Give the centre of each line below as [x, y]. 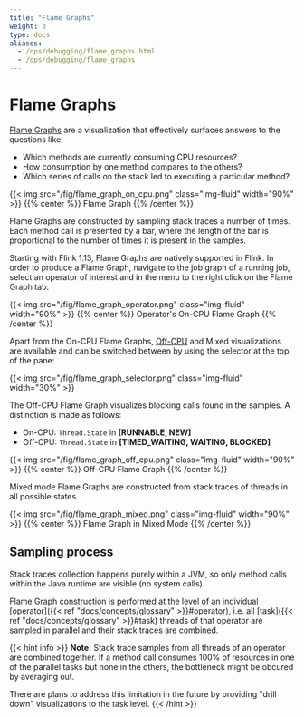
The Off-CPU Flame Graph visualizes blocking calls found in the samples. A [150, 405]
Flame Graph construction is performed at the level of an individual [134, 601]
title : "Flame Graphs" [52, 18]
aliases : [26, 43]
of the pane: [32, 360]
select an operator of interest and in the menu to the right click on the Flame [151, 276]
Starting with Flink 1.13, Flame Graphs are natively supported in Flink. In [142, 257]
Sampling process [62, 552]
